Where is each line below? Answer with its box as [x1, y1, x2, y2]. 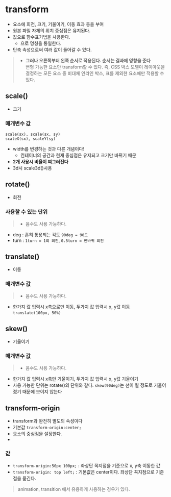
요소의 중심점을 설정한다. [12, 431, 62, 437]
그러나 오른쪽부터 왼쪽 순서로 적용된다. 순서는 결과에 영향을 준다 [25, 57, 151, 63]
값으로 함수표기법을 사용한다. [12, 34, 70, 40]
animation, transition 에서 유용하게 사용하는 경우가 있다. [17, 486, 130, 492]
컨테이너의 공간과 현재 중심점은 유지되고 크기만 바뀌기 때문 [20, 152, 137, 159]
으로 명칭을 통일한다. [20, 40, 62, 46]
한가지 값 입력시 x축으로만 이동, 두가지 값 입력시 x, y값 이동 [12, 304, 130, 310]
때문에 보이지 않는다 [22, 389, 62, 395]
